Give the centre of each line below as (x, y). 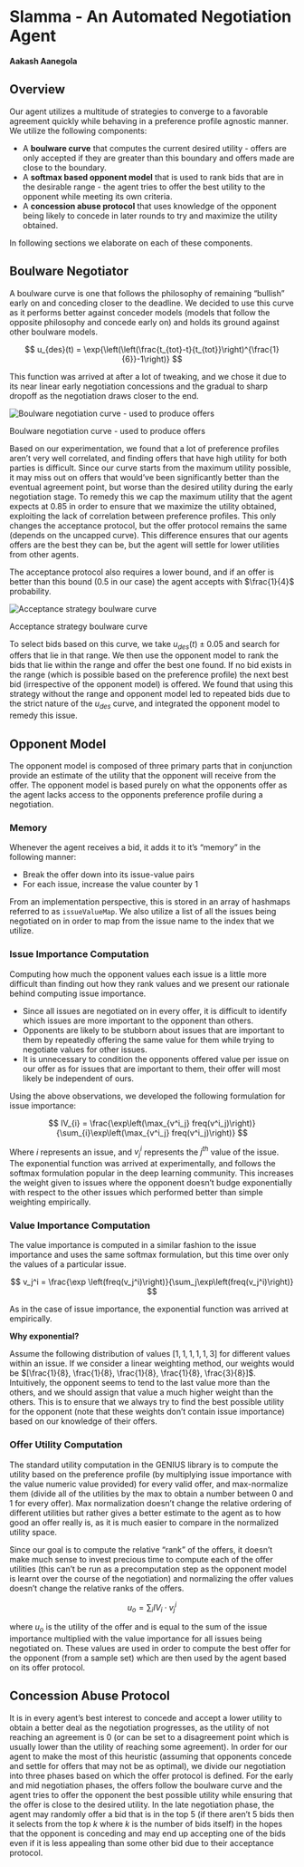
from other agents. (44, 554)
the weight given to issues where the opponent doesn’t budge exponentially (151, 1183)
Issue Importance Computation (79, 954)
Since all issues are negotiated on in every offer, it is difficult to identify (155, 1011)
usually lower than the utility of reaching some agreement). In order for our (148, 1746)
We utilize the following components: (78, 131)
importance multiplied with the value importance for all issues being (136, 1639)
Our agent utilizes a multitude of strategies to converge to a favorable (139, 111)
